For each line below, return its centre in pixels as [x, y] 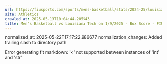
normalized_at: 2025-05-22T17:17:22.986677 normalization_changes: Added [83, 37]
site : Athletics [22, 14]
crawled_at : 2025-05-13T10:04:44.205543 [48, 19]
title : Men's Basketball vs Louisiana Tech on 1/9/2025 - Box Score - [80, 23]
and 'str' [14, 58]
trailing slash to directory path [36, 43]
